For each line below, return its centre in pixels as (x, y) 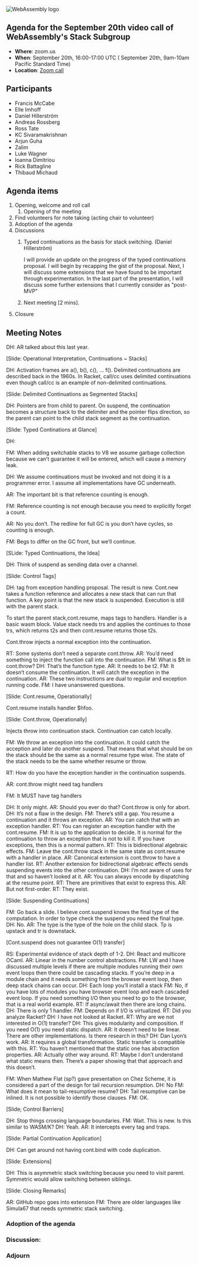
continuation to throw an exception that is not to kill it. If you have (85, 839)
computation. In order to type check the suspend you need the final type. (95, 918)
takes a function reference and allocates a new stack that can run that (91, 594)
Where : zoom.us (35, 51)
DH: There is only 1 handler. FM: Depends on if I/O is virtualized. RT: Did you (98, 1011)
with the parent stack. (33, 606)
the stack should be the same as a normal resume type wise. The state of (95, 755)
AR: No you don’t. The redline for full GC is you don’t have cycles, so (90, 524)
